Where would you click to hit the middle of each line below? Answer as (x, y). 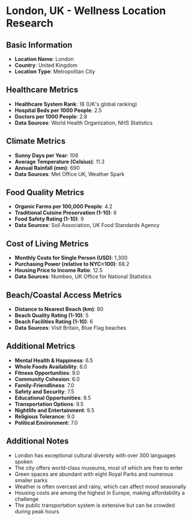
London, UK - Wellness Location (86, 11)
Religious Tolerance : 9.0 (45, 416)
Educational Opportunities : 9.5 (53, 398)
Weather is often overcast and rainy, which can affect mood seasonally (100, 486)
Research (30, 23)
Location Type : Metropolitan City (55, 71)
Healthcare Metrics (42, 90)
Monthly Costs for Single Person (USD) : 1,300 (71, 258)
